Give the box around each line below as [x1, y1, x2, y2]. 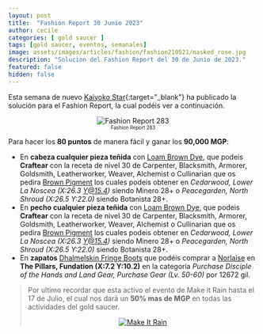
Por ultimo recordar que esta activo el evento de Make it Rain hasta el [27, 285, 255, 294]
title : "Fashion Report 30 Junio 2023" [8, 19, 144, 27]
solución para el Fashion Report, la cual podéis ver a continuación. [8, 101, 225, 110]
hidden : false [8, 70, 55, 78]
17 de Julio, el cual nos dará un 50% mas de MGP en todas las [27, 294, 232, 303]
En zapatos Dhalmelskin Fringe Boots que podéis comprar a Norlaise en [19, 252, 256, 262]
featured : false [8, 63, 62, 71]
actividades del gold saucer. [27, 302, 120, 311]
